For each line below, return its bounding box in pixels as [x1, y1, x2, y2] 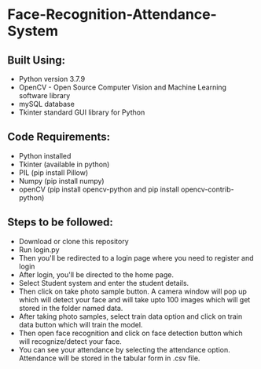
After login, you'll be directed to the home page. [18, 269, 175, 279]
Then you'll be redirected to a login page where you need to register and [18, 253, 254, 262]
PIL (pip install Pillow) [18, 167, 89, 177]
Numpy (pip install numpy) [18, 176, 105, 185]
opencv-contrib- [180, 184, 234, 194]
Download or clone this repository [18, 236, 129, 246]
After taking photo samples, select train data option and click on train [18, 312, 243, 321]
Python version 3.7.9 [18, 75, 86, 83]
